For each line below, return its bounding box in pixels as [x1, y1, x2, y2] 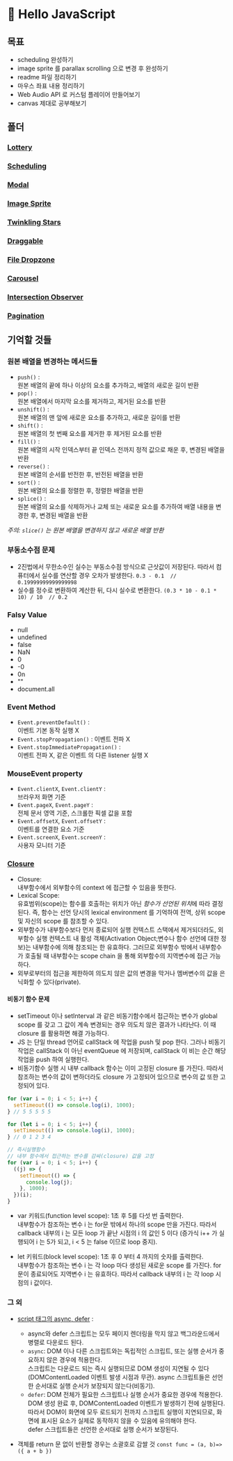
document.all [17, 685, 55, 693]
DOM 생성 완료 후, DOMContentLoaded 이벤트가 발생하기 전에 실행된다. [27, 1399, 225, 1407]
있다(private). [43, 978, 81, 986]
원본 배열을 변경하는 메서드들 [7, 357, 98, 366]
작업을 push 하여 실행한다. [17, 1055, 90, 1063]
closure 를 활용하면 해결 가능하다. [17, 1029, 109, 1037]
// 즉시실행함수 [7, 1146, 46, 1153]
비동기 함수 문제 [7, 995, 50, 1003]
